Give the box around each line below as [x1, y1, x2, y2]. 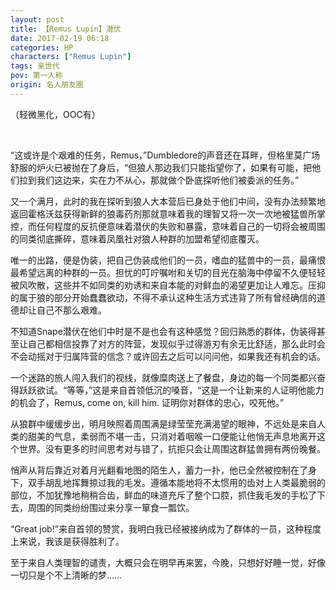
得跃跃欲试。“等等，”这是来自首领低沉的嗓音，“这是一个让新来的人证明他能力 [10, 384, 325, 396]
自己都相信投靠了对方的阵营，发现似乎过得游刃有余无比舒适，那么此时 [27, 337, 317, 350]
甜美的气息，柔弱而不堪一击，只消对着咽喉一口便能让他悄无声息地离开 [27, 430, 317, 442]
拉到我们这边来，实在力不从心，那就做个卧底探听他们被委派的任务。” [18, 174, 300, 186]
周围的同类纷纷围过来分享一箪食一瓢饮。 [27, 501, 195, 513]
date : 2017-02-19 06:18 [10, 33, 110, 43]
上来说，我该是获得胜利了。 [10, 535, 125, 547]
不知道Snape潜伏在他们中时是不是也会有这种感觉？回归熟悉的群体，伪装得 [10, 325, 317, 337]
